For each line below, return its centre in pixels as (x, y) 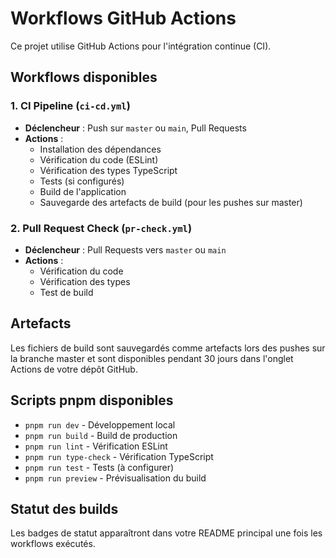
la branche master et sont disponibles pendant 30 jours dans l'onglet (152, 358)
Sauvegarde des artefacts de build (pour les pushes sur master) (171, 202)
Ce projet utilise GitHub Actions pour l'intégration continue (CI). (141, 46)
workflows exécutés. (53, 544)
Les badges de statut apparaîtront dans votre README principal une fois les (166, 533)
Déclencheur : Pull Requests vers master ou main (125, 249)
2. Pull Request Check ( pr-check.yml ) (101, 228)
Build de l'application (83, 191)
